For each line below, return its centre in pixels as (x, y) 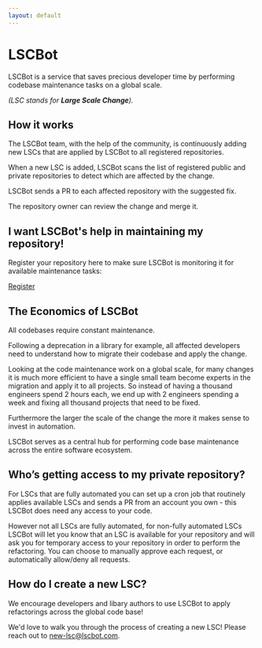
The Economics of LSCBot (74, 311)
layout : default (35, 15)
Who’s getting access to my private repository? (127, 475)
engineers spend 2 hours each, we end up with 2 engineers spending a (124, 394)
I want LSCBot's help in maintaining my (106, 231)
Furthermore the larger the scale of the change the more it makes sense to (129, 418)
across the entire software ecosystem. (70, 450)
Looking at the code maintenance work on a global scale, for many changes (131, 369)
